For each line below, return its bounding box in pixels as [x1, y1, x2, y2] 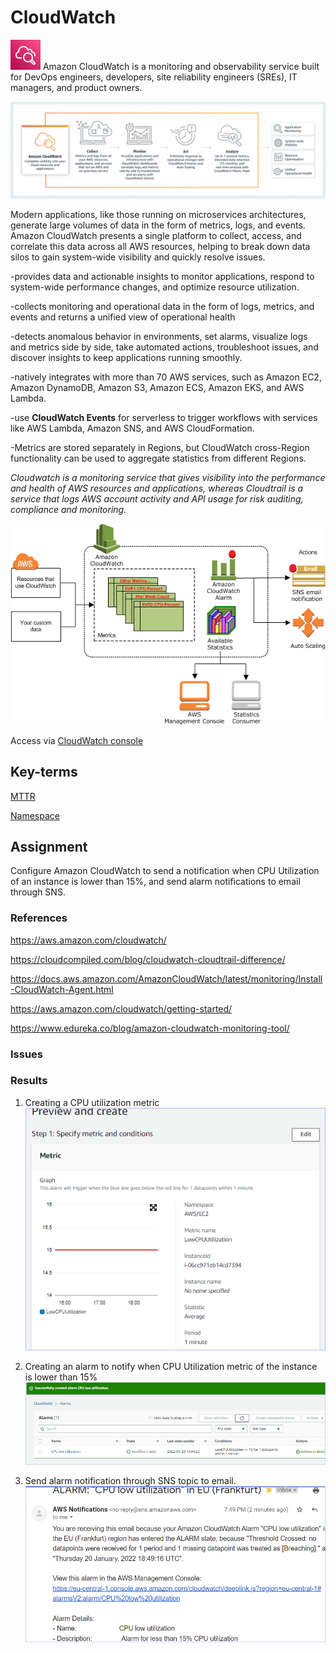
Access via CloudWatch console [10, 734, 144, 746]
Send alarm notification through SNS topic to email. [24, 1474, 237, 1486]
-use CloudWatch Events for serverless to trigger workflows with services [10, 412, 318, 424]
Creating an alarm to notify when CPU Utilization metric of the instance [24, 1360, 318, 1372]
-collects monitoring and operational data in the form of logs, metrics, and [10, 301, 315, 313]
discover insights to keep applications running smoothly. [10, 352, 243, 364]
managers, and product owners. [10, 81, 143, 93]
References [10, 911, 68, 925]
